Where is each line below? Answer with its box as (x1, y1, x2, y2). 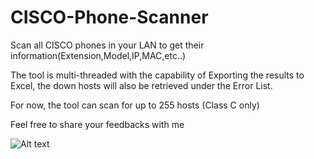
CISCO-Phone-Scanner (10, 6, 209, 29)
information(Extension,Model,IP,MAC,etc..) (10, 49, 187, 61)
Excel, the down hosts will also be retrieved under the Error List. (10, 79, 273, 91)
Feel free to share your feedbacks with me (10, 118, 185, 130)
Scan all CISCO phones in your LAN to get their (10, 39, 205, 51)
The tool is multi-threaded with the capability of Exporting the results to (10, 69, 305, 81)
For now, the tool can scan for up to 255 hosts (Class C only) (10, 99, 260, 111)
